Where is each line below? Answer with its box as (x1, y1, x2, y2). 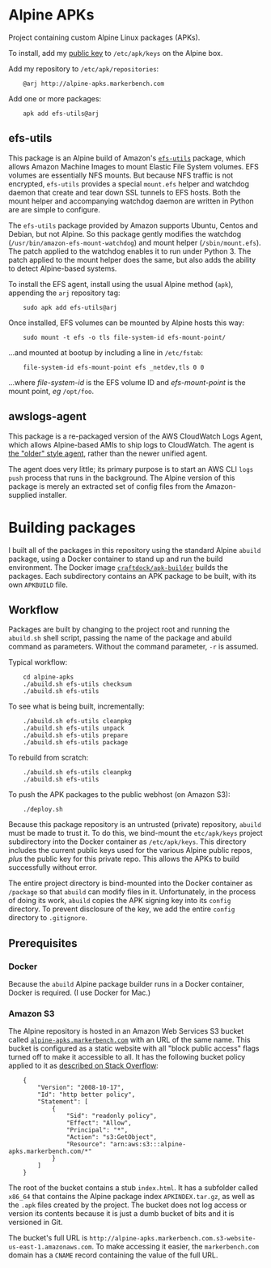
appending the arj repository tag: (8, 288, 121, 298)
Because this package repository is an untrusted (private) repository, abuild (8, 820, 261, 829)
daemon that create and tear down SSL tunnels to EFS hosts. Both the (8, 187, 241, 197)
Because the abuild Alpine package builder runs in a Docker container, (8, 979, 244, 988)
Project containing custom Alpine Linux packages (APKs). (8, 32, 201, 42)
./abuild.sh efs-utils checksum (23, 680, 132, 688)
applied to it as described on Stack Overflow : (8, 1060, 159, 1071)
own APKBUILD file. (8, 580, 69, 589)
